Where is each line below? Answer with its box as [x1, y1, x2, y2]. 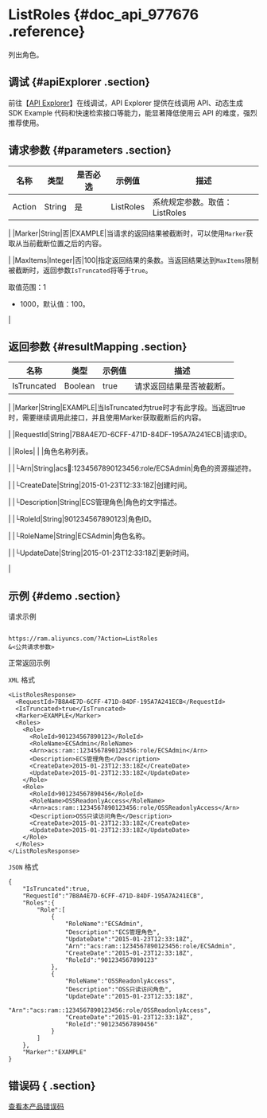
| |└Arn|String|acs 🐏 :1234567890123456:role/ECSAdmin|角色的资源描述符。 [8, 463, 256, 473]
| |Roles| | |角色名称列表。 [8, 447, 93, 456]
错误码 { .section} [8, 1079, 96, 1093]
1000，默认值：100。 [19, 299, 90, 308]
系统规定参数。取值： [152, 197, 233, 208]
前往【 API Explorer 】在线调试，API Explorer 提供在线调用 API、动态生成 [8, 98, 244, 107]
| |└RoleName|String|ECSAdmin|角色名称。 [8, 531, 149, 541]
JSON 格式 [8, 862, 39, 872]
